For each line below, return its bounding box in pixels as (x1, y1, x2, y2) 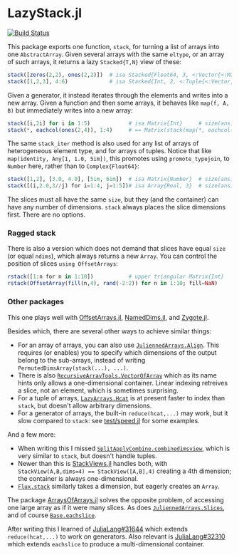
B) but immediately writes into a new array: (7, 105, 133, 115)
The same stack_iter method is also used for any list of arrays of (7, 139, 199, 147)
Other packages (7, 297, 64, 307)
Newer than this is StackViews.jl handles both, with (17, 459, 168, 467)
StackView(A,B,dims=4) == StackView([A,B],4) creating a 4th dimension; (17, 467, 232, 475)
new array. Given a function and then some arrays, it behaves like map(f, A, (7, 98, 230, 107)
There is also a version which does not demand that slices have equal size (7, 244, 226, 253)
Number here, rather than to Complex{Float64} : (7, 162, 140, 170)
